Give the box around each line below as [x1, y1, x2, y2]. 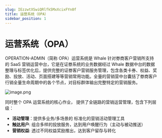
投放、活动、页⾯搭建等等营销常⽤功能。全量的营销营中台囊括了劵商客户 [13, 74, 157, 79]
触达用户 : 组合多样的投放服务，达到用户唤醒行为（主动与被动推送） [12, 122, 146, 127]
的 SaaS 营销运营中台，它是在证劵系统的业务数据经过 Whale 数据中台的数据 [5, 61, 155, 67]
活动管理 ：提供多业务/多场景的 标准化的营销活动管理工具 [12, 116, 125, 122]
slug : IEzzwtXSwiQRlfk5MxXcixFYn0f [5, 7, 77, 12]
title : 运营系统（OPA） [5, 12, 48, 16]
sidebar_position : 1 [5, 16, 47, 21]
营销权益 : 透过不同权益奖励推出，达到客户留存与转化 [12, 128, 116, 134]
